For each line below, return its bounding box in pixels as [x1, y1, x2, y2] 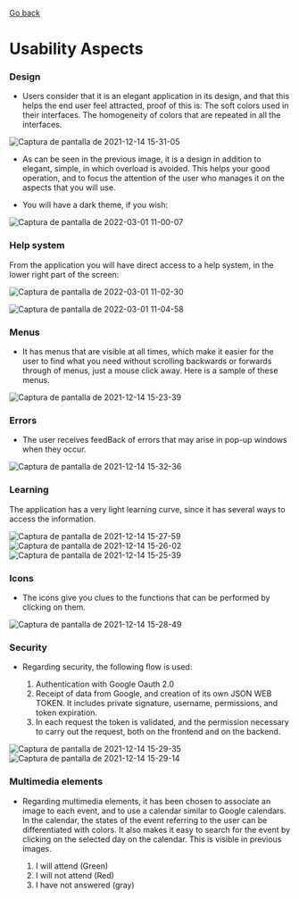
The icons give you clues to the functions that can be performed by [21, 592, 270, 603]
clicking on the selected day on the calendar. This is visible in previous [21, 834, 282, 845]
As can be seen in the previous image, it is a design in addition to [21, 154, 262, 164]
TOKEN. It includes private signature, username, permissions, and [35, 698, 278, 709]
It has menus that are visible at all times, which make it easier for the [21, 346, 274, 357]
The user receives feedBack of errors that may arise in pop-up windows [21, 435, 287, 445]
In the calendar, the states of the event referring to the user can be [21, 814, 268, 825]
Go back [9, 8, 41, 18]
